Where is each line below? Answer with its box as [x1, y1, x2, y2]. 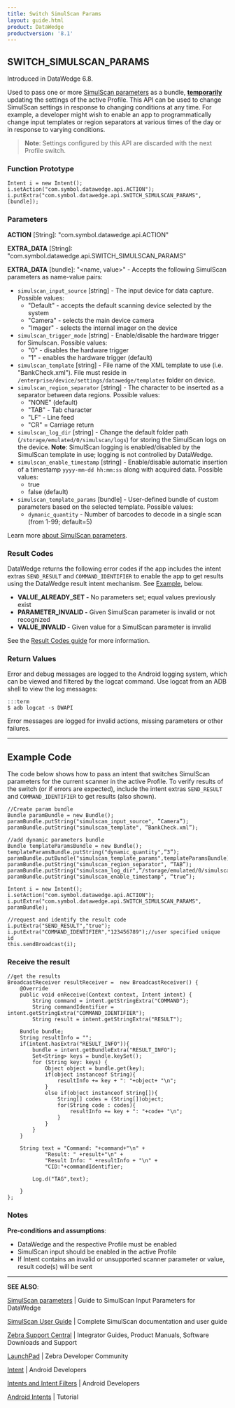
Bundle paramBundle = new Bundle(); [7, 812, 114, 819]
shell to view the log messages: [7, 685, 98, 693]
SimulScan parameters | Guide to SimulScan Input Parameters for [7, 1296, 196, 1304]
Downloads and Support [7, 1338, 78, 1346]
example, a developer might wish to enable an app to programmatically [7, 110, 212, 119]
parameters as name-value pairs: [7, 272, 103, 281]
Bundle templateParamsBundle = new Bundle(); [7, 843, 142, 850]
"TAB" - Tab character [27, 405, 92, 414]
